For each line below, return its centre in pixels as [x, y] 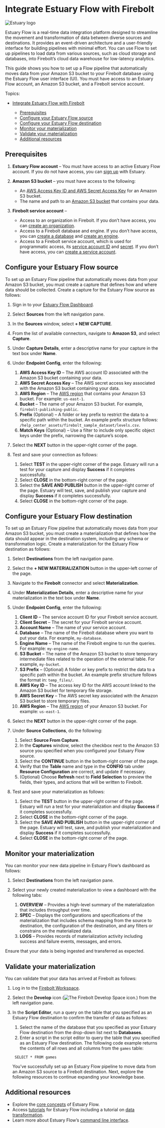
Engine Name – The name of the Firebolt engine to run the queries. [88, 644]
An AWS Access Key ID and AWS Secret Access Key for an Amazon [88, 191]
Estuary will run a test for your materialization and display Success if [89, 806]
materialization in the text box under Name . [56, 598]
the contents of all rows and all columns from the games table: [82, 1048]
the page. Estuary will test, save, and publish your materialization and [90, 828]
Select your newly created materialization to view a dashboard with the [84, 890]
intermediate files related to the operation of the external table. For [87, 659]
